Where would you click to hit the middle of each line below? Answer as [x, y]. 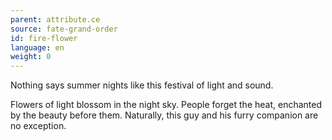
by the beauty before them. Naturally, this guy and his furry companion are [164, 115]
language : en [37, 47]
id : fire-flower [44, 38]
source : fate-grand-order [64, 29]
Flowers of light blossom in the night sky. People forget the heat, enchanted [166, 105]
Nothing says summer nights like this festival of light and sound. [142, 85]
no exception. [38, 126]
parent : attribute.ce [55, 19]
